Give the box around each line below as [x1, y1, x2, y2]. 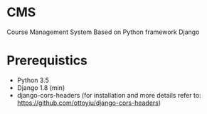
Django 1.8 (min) [16, 83, 65, 92]
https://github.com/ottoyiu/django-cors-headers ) [16, 98, 161, 107]
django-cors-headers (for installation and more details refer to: [16, 91, 201, 99]
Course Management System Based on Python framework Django [6, 28, 200, 36]
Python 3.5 [16, 76, 49, 84]
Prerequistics [6, 52, 88, 69]
